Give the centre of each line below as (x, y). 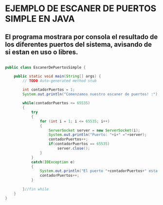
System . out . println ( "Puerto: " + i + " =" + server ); (98, 135)
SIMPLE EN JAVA (40, 19)
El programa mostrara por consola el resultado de (81, 37)
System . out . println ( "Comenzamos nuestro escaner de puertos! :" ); (91, 94)
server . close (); (74, 149)
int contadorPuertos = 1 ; (49, 90)
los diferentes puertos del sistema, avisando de (79, 44)
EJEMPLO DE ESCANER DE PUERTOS (81, 9)
